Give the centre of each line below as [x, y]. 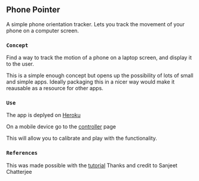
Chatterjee [19, 171]
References [22, 153]
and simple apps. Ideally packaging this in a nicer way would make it [91, 82]
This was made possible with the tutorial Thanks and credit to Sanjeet [92, 165]
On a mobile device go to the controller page [61, 127]
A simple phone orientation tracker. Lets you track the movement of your [96, 24]
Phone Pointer [33, 10]
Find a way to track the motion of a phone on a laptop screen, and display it [99, 58]
